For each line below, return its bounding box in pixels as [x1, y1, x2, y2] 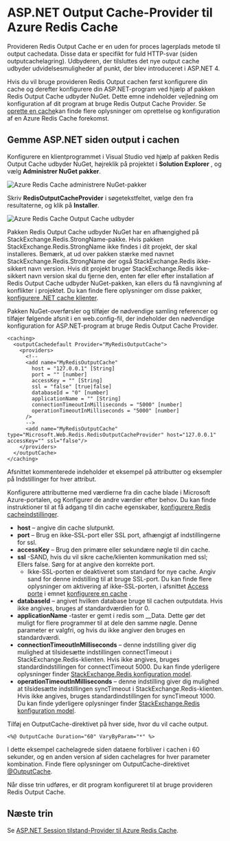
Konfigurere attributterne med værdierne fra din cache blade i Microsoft [7, 488, 211, 497]
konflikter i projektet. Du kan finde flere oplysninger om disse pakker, [7, 286, 203, 294]
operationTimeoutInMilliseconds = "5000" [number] [32, 407, 180, 414]
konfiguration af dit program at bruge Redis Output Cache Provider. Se [7, 99, 207, 107]
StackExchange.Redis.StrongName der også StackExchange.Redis [7, 257, 196, 265]
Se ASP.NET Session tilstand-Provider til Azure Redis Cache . [7, 826, 179, 834]
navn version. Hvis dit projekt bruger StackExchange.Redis [27, 264, 194, 273]
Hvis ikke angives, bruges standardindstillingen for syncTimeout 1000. [16, 692, 216, 700]
